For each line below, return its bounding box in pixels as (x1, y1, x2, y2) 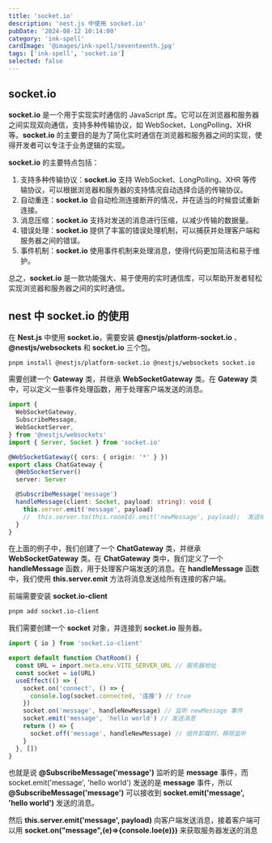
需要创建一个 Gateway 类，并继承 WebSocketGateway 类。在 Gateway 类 (8, 374, 257, 384)
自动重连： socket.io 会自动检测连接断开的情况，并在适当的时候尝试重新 (19, 195, 261, 204)
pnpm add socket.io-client (8, 608, 100, 616)
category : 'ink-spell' (8, 34, 85, 43)
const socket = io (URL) (15, 669, 96, 677)
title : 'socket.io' (8, 11, 74, 20)
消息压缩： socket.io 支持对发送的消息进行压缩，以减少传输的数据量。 (19, 215, 253, 225)
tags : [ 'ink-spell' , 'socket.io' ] (8, 49, 125, 58)
